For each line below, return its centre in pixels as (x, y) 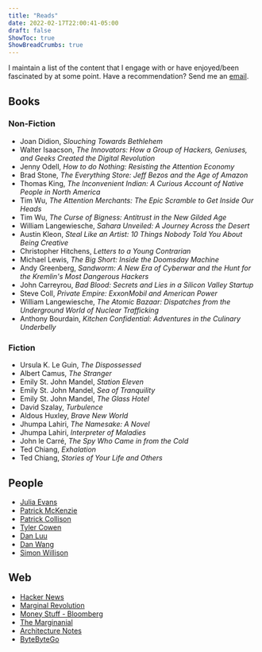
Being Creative (44, 243)
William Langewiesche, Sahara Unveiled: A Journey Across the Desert (135, 225)
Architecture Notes (50, 631)
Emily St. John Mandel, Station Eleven (82, 382)
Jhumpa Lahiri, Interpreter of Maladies (83, 433)
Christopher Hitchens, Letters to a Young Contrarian (105, 250)
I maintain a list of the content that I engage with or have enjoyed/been (124, 68)
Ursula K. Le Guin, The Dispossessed (80, 365)
